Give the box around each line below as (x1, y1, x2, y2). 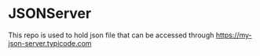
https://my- (215, 30, 253, 40)
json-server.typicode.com (8, 38, 92, 47)
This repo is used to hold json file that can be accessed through (8, 30, 214, 40)
